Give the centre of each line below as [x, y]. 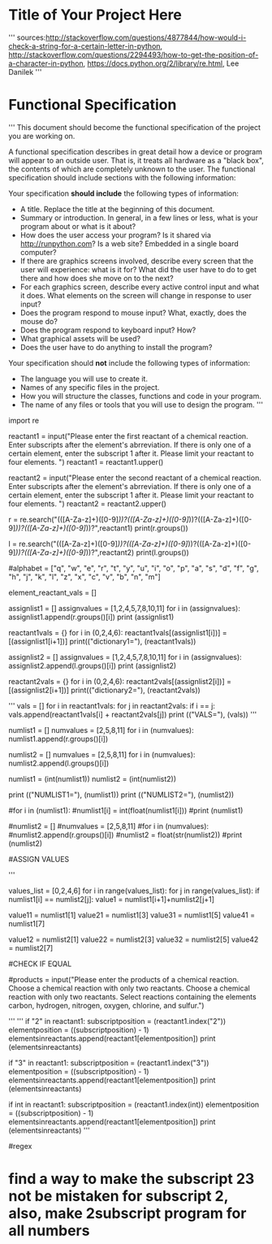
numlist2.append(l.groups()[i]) [59, 763]
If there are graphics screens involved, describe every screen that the [137, 261]
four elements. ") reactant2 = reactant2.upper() [87, 503]
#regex [20, 1146]
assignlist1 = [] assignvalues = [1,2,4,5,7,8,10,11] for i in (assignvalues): [125, 608]
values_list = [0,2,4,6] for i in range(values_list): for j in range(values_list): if [134, 891]
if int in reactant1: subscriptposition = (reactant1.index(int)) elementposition [134, 1104]
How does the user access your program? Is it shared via [115, 235]
